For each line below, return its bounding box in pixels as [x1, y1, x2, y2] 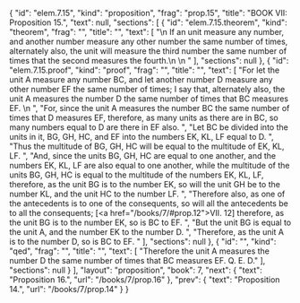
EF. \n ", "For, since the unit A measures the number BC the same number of [9, 103, 290, 113]
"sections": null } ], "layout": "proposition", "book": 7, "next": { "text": [9, 264, 262, 275]
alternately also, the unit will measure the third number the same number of [9, 46, 287, 56]
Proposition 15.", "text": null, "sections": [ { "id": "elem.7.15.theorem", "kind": [9, 17, 288, 28]
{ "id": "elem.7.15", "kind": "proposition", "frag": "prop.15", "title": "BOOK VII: [9, 8, 288, 18]
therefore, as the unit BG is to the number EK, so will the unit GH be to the [9, 179, 280, 189]
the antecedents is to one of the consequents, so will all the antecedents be [9, 198, 288, 209]
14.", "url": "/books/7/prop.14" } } [9, 284, 130, 294]
